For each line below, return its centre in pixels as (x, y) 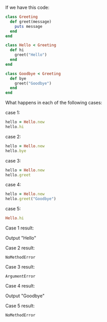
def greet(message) (31, 22)
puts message (29, 26)
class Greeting (22, 17)
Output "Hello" (21, 238)
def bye (18, 78)
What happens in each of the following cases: (54, 103)
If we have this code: (28, 7)
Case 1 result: (20, 228)
